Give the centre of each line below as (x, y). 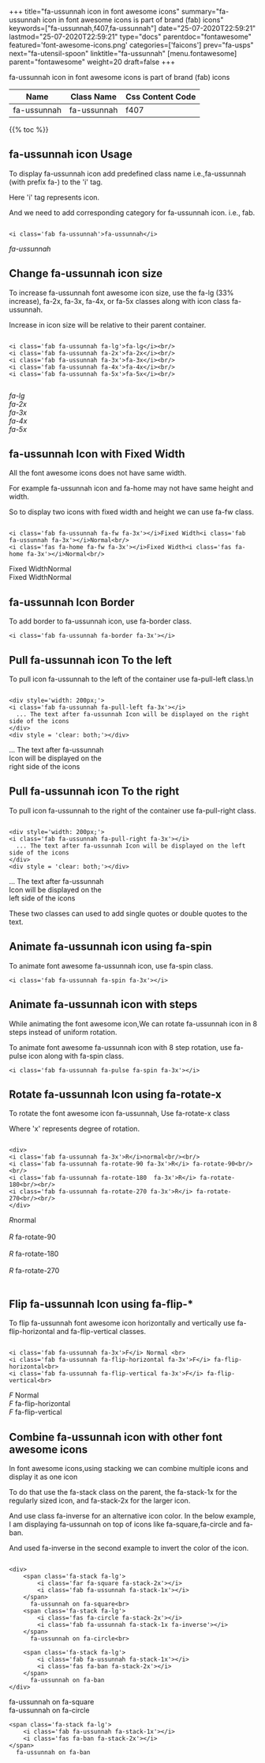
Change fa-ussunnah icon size (86, 273)
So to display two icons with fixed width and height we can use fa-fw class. (132, 512)
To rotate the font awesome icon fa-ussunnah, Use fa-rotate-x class (119, 1113)
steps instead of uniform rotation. (63, 1032)
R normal (22, 1220)
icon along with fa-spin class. (76, 1056)
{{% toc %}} (29, 129)
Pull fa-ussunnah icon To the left (90, 660)
